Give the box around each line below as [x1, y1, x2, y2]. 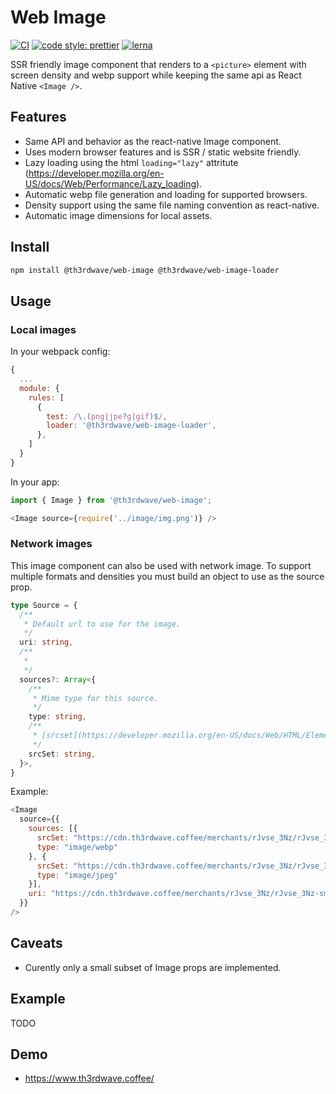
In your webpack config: [10, 346, 111, 358]
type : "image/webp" [36, 842, 118, 852]
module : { [19, 383, 60, 393]
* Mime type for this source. [32, 693, 159, 703]
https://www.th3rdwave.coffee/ [24, 1072, 155, 1085]
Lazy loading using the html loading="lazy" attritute [24, 156, 239, 168]
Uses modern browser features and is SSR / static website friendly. [24, 146, 302, 158]
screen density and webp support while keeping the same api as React [10, 69, 302, 81]
